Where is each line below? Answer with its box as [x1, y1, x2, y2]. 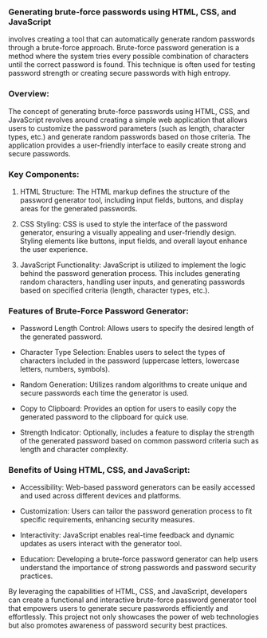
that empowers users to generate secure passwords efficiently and [8, 604, 229, 613]
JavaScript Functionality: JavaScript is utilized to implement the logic [19, 260, 246, 270]
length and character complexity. [19, 445, 129, 455]
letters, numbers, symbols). [19, 364, 110, 374]
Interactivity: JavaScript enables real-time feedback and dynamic [19, 530, 235, 540]
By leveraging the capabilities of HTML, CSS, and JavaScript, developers [8, 587, 248, 597]
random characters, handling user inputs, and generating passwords [19, 277, 245, 286]
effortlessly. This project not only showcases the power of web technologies [8, 612, 259, 622]
